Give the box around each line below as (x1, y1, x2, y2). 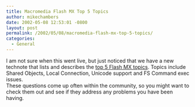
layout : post (6, 25, 38, 31)
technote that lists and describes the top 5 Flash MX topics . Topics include (6, 63, 186, 70)
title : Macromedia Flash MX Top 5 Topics (6, 8, 109, 15)
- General (11, 42, 35, 47)
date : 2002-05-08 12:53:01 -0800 (6, 19, 88, 25)
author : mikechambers (6, 14, 59, 20)
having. (6, 94, 25, 101)
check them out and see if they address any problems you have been (6, 88, 173, 95)
